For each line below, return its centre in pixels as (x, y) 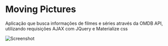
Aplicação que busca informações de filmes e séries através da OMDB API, (84, 23)
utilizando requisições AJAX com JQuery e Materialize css (67, 28)
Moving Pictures (41, 9)
